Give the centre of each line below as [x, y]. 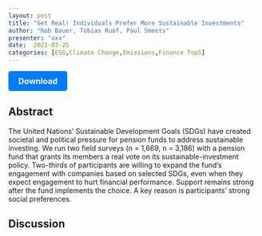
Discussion [37, 224]
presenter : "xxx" [37, 38]
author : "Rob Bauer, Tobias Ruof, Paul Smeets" [89, 30]
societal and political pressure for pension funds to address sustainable [126, 140]
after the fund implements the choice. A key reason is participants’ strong [129, 190]
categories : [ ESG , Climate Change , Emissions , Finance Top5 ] [107, 53]
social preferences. [40, 199]
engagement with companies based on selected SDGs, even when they [126, 173]
